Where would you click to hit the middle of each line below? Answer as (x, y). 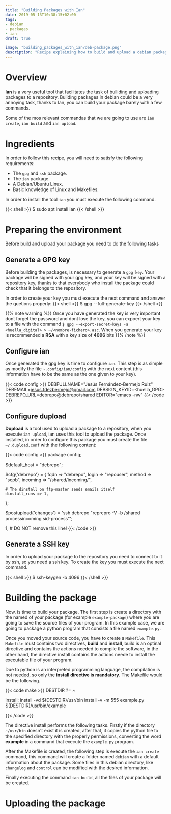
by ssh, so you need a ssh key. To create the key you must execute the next (84, 562)
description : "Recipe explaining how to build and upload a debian (78, 52)
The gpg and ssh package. (40, 173)
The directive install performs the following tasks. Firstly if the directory (80, 725)
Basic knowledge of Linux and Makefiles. (56, 189)
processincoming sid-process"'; (39, 518)
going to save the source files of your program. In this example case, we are (85, 622)
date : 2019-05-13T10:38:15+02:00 (41, 15)
